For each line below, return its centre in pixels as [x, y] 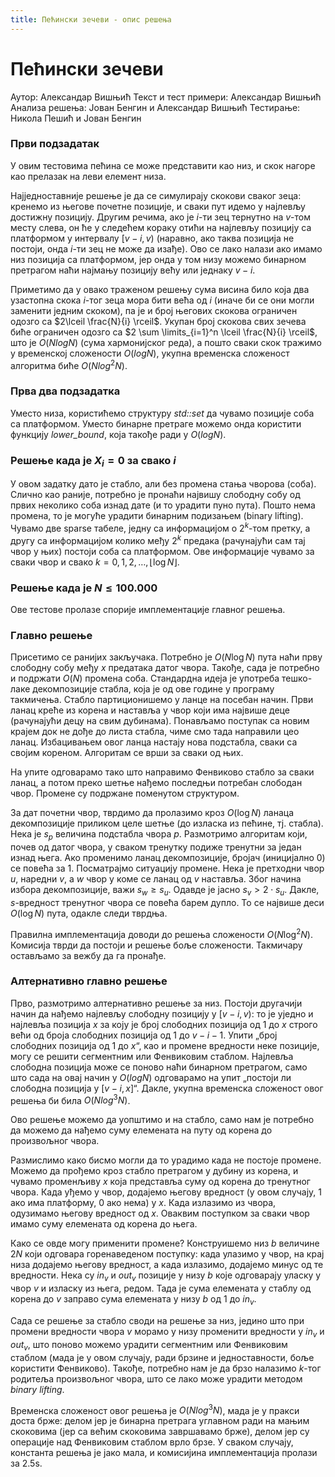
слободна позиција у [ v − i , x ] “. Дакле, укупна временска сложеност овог [167, 1088]
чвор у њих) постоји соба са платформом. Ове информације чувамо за [162, 551]
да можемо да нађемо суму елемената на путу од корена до [141, 1130]
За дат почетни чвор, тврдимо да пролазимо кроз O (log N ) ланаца [152, 813]
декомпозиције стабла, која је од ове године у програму [153, 689]
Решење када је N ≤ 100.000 [84, 588]
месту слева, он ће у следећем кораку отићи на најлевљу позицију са [161, 227]
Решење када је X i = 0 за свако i [93, 461]
